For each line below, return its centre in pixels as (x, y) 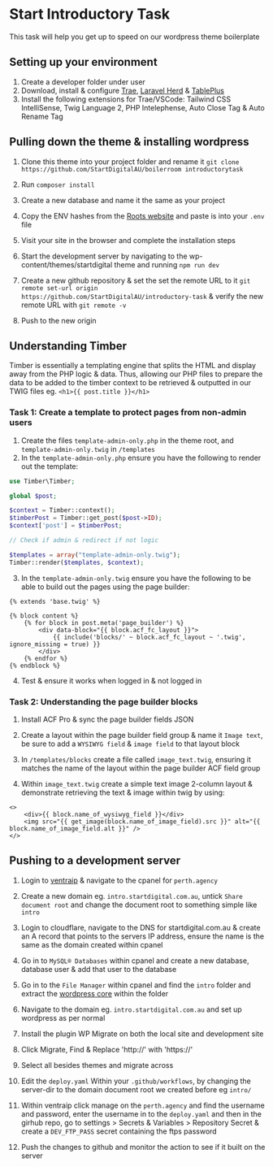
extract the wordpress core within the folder (95, 993)
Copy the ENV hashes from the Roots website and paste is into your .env (143, 215)
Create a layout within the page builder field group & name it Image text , (142, 735)
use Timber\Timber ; (42, 481)
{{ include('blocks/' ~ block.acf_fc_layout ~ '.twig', (149, 637)
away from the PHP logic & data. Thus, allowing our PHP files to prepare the (136, 374)
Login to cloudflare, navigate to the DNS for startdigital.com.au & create (141, 927)
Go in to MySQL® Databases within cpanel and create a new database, (135, 961)
